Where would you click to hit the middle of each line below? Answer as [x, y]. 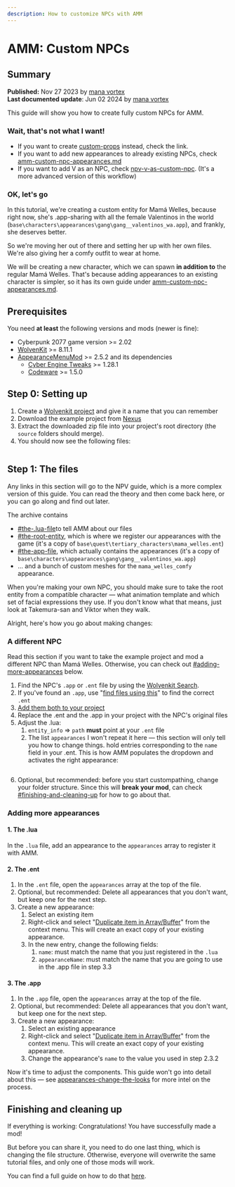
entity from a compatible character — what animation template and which [113, 594]
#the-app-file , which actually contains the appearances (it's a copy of [118, 551]
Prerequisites [37, 312]
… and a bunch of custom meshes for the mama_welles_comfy [105, 566]
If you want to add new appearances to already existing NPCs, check [117, 153]
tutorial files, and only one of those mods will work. [81, 1162]
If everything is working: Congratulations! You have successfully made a [112, 1126]
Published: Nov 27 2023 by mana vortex [66, 92]
